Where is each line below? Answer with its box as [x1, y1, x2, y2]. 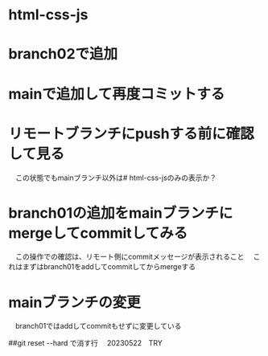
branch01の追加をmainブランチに [8, 203, 233, 222]
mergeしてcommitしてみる [8, 223, 188, 242]
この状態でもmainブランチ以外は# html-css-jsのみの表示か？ [14, 173, 217, 182]
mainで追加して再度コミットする [8, 84, 225, 103]
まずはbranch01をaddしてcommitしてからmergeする [22, 262, 196, 272]
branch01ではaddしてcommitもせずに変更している [14, 321, 182, 331]
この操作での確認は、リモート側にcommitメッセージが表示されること [14, 252, 245, 262]
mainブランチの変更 [8, 293, 141, 311]
